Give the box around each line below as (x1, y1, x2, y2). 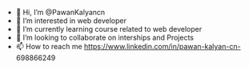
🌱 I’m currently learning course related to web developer (15, 25, 203, 33)
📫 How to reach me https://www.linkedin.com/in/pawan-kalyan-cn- (15, 42, 242, 51)
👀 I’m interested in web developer (15, 16, 127, 25)
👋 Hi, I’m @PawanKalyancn (15, 8, 106, 17)
